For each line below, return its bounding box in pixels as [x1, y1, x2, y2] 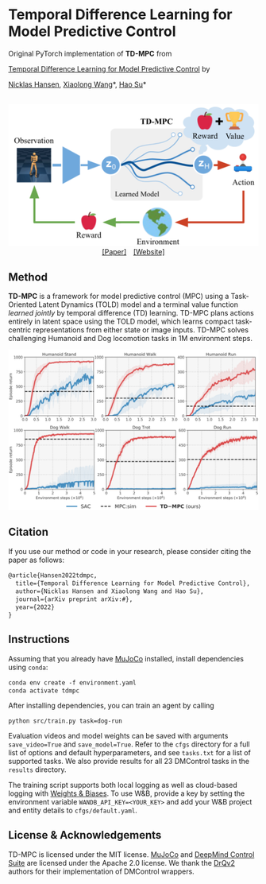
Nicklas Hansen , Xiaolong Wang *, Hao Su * [8, 79, 147, 89]
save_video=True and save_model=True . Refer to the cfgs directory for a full [8, 739, 250, 749]
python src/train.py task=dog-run [8, 717, 123, 725]
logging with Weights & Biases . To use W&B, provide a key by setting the [8, 789, 245, 798]
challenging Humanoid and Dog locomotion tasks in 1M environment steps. [8, 334, 253, 343]
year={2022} [15, 603, 56, 611]
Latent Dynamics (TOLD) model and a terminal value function [38, 300, 238, 309]
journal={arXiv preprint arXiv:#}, [15, 595, 133, 603]
